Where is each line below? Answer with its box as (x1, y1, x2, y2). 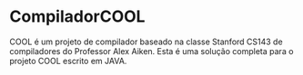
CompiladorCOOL (9, 6, 146, 27)
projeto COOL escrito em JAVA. (9, 55, 127, 66)
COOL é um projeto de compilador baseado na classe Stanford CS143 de (9, 36, 284, 47)
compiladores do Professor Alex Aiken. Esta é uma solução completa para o (9, 45, 294, 56)
